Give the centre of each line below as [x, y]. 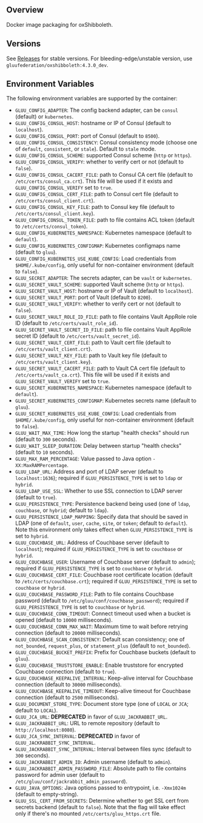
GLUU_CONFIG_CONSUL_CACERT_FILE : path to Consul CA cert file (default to [104, 175]
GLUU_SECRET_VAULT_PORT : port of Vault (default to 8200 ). [84, 298]
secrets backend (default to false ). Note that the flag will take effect [100, 807]
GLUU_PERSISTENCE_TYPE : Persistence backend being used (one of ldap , [103, 504]
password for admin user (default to [60, 775]
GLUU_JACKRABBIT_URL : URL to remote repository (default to [88, 723]
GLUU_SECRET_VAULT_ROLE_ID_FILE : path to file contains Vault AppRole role [106, 317]
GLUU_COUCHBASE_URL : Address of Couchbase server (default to [92, 542]
